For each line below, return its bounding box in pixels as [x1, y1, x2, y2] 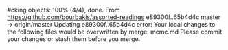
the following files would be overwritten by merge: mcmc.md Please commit [7, 27, 222, 36]
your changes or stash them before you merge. [7, 35, 141, 43]
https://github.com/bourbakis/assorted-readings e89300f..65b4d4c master [7, 13, 221, 21]
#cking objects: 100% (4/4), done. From [7, 6, 120, 14]
